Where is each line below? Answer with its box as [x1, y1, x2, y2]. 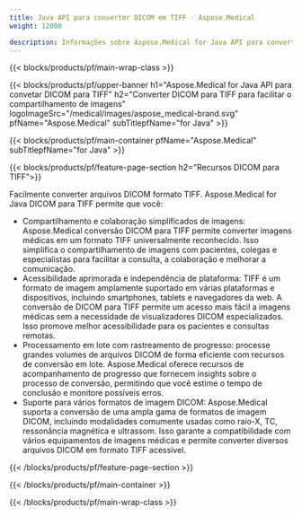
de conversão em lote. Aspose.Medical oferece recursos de [22, 359, 244, 370]
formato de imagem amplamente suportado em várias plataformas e [22, 283, 275, 293]
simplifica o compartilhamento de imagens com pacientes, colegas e [22, 244, 278, 256]
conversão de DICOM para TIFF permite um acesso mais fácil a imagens [22, 302, 290, 312]
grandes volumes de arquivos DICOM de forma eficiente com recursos [22, 349, 285, 360]
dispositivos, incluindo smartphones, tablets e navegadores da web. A [22, 293, 282, 303]
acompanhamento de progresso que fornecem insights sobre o [22, 369, 257, 380]
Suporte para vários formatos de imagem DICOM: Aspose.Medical [22, 397, 268, 408]
